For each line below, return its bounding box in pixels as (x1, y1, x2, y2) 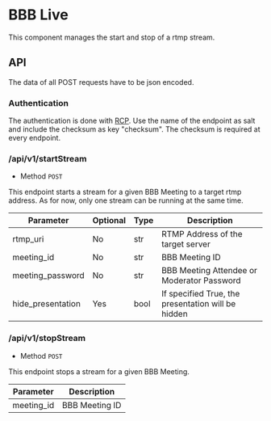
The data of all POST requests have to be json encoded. (8, 77, 194, 86)
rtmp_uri (12, 234, 44, 245)
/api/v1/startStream (8, 153, 87, 164)
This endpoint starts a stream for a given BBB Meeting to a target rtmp (8, 187, 242, 197)
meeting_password (12, 270, 85, 281)
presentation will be (161, 298, 236, 309)
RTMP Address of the (161, 229, 243, 240)
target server (161, 238, 211, 250)
